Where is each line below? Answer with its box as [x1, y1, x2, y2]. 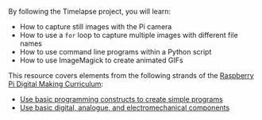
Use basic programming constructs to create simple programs [19, 95, 224, 103]
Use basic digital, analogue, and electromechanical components [19, 103, 230, 112]
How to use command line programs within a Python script [19, 47, 212, 56]
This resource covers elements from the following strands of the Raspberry [8, 71, 254, 80]
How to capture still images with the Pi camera [19, 22, 172, 31]
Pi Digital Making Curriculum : [8, 79, 104, 88]
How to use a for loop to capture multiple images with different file [19, 31, 238, 39]
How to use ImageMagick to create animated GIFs [19, 55, 184, 65]
